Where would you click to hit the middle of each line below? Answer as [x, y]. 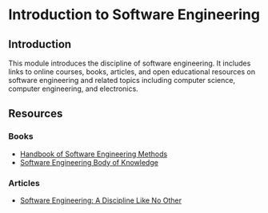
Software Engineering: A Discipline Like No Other [101, 200]
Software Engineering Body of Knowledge [89, 162]
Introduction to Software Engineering [134, 15]
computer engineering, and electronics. [73, 89]
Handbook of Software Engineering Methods [94, 154]
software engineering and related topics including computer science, [122, 80]
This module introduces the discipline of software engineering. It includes [130, 63]
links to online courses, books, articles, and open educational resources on [132, 72]
